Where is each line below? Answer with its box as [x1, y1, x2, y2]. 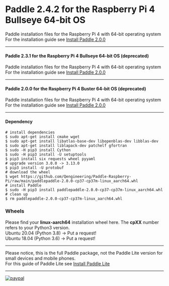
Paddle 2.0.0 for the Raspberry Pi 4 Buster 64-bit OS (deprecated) [5, 85, 146, 91]
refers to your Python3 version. [5, 224, 70, 230]
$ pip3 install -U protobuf [5, 165, 64, 170]
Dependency [5, 118, 33, 124]
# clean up [5, 192, 28, 197]
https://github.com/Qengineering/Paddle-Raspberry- [21, 174, 132, 179]
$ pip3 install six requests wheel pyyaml [5, 156, 96, 161]
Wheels [5, 208, 25, 215]
